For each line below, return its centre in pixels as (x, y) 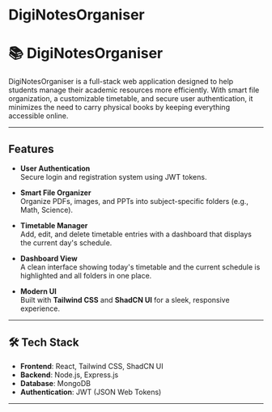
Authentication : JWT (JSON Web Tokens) (91, 392)
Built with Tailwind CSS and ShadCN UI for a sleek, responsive (125, 299)
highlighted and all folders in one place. (86, 275)
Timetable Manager (54, 225)
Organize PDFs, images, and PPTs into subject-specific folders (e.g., (134, 201)
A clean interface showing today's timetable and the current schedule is (140, 267)
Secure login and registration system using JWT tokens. (113, 176)
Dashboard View (49, 258)
